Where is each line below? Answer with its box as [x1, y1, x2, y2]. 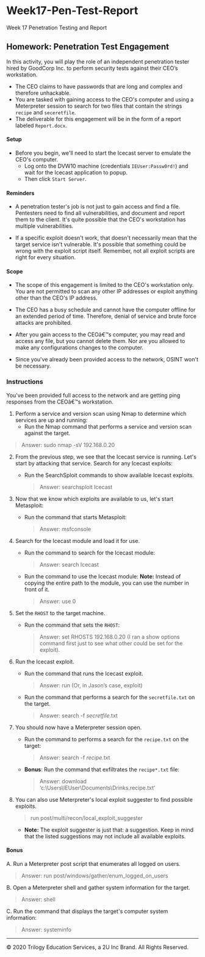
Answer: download [39, 777, 87, 785]
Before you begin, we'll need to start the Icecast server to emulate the [15, 149, 191, 157]
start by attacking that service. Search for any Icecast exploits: [15, 459, 173, 467]
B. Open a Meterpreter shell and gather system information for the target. [6, 884, 190, 891]
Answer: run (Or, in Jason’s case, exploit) [39, 681, 143, 689]
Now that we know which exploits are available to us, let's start [15, 495, 174, 502]
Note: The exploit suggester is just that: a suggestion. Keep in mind [24, 826, 194, 833]
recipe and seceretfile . [15, 108, 76, 116]
